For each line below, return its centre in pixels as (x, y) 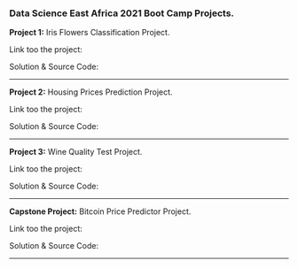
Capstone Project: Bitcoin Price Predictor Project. (100, 211)
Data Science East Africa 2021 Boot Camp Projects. (122, 13)
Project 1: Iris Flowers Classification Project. (90, 33)
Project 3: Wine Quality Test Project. (76, 152)
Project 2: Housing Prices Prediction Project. (91, 92)
